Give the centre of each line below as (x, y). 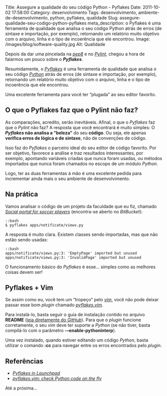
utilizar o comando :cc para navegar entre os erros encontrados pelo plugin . (83, 346)
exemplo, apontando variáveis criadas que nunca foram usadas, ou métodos (84, 158)
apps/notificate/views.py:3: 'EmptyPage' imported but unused (71, 253)
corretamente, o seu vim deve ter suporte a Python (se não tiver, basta (78, 325)
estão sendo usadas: (27, 239)
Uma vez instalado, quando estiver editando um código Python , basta (77, 340)
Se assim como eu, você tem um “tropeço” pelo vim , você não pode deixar (82, 300)
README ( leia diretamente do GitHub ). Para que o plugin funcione (73, 320)
